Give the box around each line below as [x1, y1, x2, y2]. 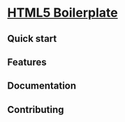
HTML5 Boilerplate [7, 5, 118, 21]
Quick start [7, 33, 57, 45]
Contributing [7, 103, 64, 116]
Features [7, 56, 47, 68]
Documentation [7, 80, 77, 92]
